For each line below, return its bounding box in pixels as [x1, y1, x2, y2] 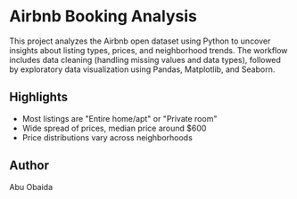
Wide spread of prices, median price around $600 [21, 123, 207, 133]
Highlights [9, 90, 69, 105]
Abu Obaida [9, 181, 54, 192]
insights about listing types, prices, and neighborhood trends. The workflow [9, 44, 288, 55]
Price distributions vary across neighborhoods [21, 131, 194, 143]
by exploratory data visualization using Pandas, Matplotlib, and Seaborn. [9, 64, 276, 75]
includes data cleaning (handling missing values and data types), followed [9, 54, 281, 65]
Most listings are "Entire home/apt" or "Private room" [21, 113, 218, 123]
